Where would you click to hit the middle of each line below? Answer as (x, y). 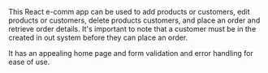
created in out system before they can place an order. (98, 37)
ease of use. (29, 62)
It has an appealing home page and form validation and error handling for (131, 53)
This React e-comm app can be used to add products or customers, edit (129, 12)
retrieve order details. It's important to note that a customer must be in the (132, 29)
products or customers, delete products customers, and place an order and (134, 20)
